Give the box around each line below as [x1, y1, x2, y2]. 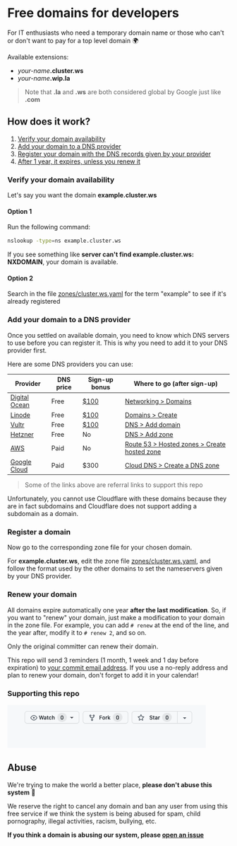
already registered [7, 297, 61, 306]
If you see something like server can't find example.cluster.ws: [7, 250, 194, 259]
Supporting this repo [7, 688, 80, 698]
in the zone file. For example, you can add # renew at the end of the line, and [7, 621, 229, 629]
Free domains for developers [7, 5, 180, 21]
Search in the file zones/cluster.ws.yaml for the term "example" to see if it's [7, 290, 227, 298]
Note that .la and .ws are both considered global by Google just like [24, 87, 221, 96]
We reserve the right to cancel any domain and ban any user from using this [7, 801, 228, 810]
